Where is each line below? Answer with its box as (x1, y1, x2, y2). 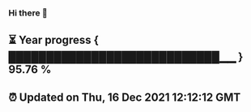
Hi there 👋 (8, 7, 49, 19)
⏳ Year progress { (8, 33, 100, 47)
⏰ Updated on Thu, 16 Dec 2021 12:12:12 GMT (8, 90, 241, 104)
